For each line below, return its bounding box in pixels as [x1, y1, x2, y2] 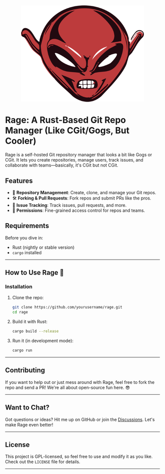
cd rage [12, 310, 28, 315]
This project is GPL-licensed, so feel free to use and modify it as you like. [5, 454, 153, 460]
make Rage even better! [5, 422, 54, 428]
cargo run [12, 348, 33, 353]
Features [5, 176, 33, 185]
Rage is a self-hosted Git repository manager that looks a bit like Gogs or [5, 152, 152, 158]
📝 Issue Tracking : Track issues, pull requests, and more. [12, 203, 127, 208]
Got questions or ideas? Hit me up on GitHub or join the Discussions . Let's [5, 416, 155, 422]
